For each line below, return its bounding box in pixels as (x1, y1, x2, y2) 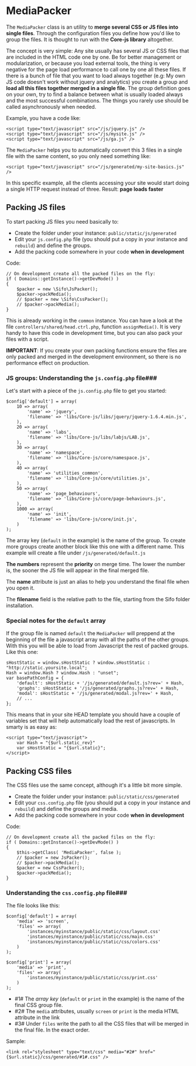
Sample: (6, 1038, 26, 1045)
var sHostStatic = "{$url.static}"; (16, 745, 106, 751)
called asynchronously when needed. (6, 103, 97, 110)
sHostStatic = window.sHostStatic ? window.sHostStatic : (6, 660, 150, 666)
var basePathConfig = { (6, 675, 64, 681)
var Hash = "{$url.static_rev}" (16, 740, 95, 746)
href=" (139, 1049, 156, 1055)
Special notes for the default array (6, 616, 106, 625)
